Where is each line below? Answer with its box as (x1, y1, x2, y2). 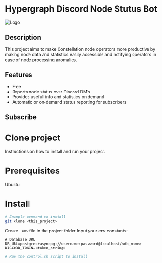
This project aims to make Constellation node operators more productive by (5, 46, 156, 52)
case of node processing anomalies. (5, 57, 77, 62)
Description (5, 33, 41, 42)
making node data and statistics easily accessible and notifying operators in (5, 51, 156, 57)
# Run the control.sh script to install (5, 254, 88, 259)
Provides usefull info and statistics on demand (12, 93, 104, 100)
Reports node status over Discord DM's (12, 89, 91, 94)
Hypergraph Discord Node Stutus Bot (5, 3, 158, 15)
